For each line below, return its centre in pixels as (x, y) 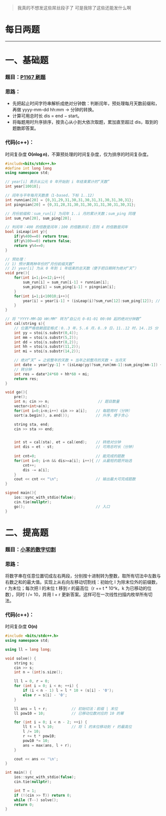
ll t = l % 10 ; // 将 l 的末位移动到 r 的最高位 (78, 727)
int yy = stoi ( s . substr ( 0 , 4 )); (46, 333)
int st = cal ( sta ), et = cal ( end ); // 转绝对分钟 (67, 442)
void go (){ (16, 392)
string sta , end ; (32, 424)
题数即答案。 (25, 128)
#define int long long (28, 168)
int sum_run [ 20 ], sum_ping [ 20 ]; (38, 218)
